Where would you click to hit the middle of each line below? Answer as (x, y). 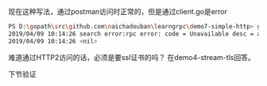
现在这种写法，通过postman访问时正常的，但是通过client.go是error (118, 11)
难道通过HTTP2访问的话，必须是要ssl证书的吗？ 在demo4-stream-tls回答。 (132, 57)
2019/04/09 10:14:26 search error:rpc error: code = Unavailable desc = (131, 34)
